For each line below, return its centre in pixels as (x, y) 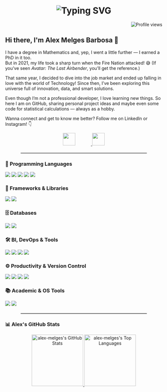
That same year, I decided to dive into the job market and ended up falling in (83, 78)
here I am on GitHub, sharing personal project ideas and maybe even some (82, 103)
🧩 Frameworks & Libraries (37, 188)
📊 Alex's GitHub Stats (32, 325)
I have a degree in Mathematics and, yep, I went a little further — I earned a (83, 52)
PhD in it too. (18, 57)
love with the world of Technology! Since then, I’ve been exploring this (78, 83)
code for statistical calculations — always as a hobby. (60, 109)
